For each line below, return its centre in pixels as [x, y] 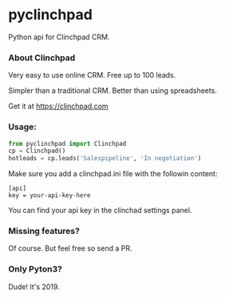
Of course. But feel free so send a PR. [70, 248]
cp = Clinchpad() [37, 151]
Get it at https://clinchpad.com [59, 107]
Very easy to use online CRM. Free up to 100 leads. [92, 75]
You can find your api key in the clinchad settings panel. [100, 211]
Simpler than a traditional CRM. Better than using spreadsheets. [113, 91]
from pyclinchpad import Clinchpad [67, 143]
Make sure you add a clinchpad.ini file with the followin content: [113, 174]
